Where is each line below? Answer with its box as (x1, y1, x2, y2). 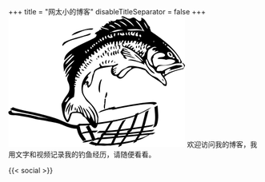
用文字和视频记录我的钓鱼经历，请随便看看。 (8, 150, 156, 159)
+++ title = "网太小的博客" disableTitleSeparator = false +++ (8, 7, 207, 16)
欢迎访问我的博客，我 (187, 140, 258, 149)
